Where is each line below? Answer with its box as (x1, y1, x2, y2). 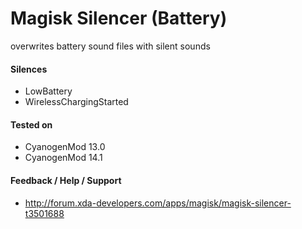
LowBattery (24, 85, 73, 97)
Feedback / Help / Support (10, 174, 122, 186)
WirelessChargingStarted (24, 96, 129, 108)
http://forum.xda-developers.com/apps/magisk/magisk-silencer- (24, 197, 292, 209)
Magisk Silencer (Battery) (10, 7, 228, 30)
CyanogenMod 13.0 (24, 141, 106, 153)
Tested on (10, 118, 53, 131)
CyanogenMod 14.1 (24, 152, 103, 164)
